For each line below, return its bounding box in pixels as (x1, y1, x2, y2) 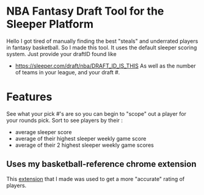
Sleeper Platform (6, 17, 93, 31)
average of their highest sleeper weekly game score (15, 135, 147, 142)
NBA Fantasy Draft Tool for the (6, 4, 164, 18)
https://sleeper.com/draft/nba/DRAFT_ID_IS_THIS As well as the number (15, 62, 197, 69)
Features (6, 90, 53, 104)
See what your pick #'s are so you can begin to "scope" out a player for (6, 110, 186, 117)
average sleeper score (15, 128, 72, 135)
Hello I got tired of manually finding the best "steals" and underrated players (6, 37, 199, 44)
